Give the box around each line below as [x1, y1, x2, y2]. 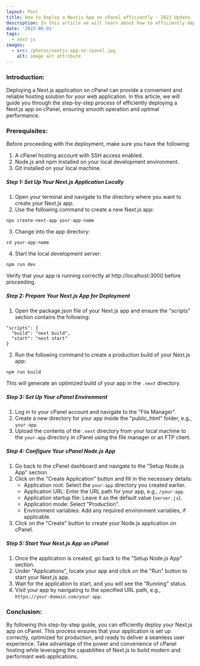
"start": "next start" [11, 336, 68, 342]
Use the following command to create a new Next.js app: [14, 206, 154, 213]
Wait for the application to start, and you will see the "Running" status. [14, 580, 187, 587]
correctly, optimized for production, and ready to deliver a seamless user [6, 634, 185, 641]
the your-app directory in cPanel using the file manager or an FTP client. [14, 434, 192, 441]
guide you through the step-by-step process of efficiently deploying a [6, 99, 177, 106]
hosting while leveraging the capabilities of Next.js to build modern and [6, 646, 180, 654]
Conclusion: [6, 607, 42, 616]
